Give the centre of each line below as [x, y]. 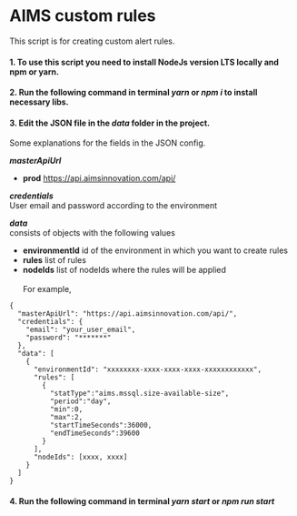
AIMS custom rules [83, 16]
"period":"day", [80, 401]
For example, [47, 289]
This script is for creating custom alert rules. [92, 41]
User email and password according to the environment [114, 206]
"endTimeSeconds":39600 [95, 433]
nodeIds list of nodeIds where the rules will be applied [124, 270]
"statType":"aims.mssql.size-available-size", [139, 394]
